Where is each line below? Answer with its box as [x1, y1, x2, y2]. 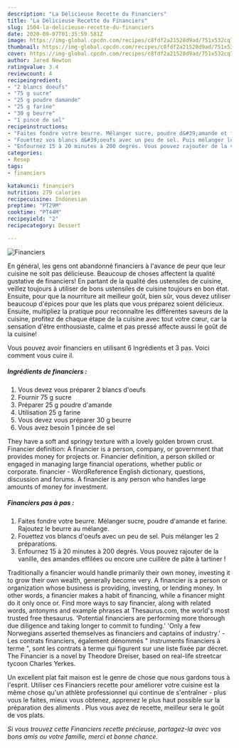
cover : [7, 51, 27, 58]
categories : [7, 150, 43, 157]
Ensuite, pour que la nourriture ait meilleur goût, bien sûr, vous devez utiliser [7, 291, 231, 300]
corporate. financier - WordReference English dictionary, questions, [7, 467, 206, 476]
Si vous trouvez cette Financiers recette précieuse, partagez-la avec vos [7, 724, 222, 733]
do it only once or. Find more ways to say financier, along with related [7, 598, 211, 607]
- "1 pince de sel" [7, 116, 65, 123]
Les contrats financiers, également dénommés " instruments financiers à [7, 636, 221, 645]
